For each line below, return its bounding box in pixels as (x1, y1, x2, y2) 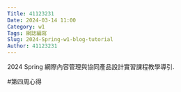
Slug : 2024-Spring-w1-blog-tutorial (7, 36, 113, 43)
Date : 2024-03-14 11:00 (7, 17, 77, 24)
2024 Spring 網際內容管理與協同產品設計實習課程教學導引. (7, 63, 175, 70)
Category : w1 (7, 23, 45, 30)
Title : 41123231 (7, 10, 54, 17)
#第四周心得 (7, 77, 42, 86)
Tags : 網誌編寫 (7, 29, 47, 37)
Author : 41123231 (7, 43, 58, 49)
